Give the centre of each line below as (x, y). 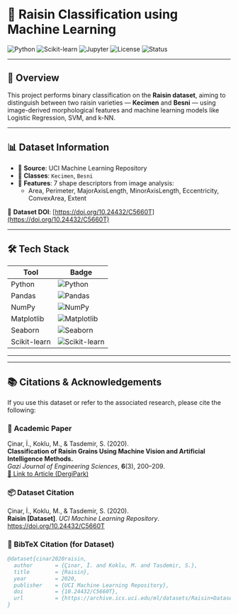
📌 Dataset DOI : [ (31, 212)
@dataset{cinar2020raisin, (47, 559)
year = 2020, (46, 579)
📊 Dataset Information (58, 148)
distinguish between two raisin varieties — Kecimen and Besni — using (112, 103)
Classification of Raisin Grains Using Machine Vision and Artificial (106, 452)
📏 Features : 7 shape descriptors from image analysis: (96, 183)
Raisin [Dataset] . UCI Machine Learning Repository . (84, 518)
